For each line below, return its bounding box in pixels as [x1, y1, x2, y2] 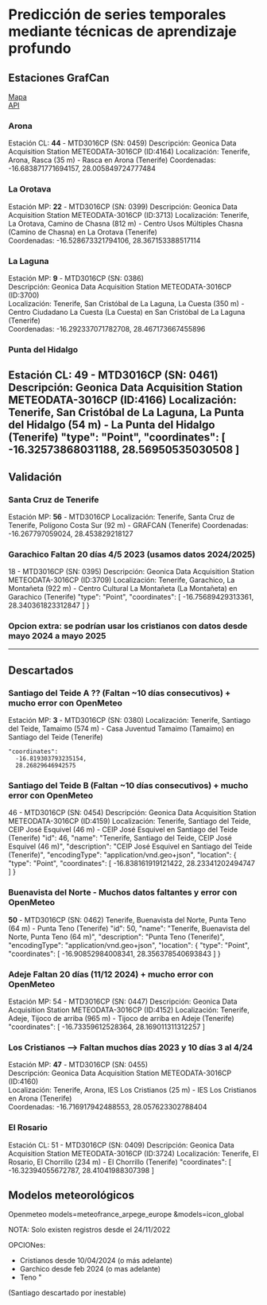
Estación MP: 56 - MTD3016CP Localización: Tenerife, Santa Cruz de [8, 511, 235, 522]
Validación [8, 470, 62, 484]
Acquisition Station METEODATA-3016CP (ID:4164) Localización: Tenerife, [8, 147, 250, 157]
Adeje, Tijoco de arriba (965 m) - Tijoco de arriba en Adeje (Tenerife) [8, 1014, 234, 1023]
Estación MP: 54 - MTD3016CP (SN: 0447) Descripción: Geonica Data [8, 996, 238, 1007]
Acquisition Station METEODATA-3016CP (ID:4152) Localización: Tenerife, [8, 1005, 250, 1015]
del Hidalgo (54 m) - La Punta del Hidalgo [8, 418, 215, 432]
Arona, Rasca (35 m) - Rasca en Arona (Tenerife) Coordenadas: [8, 155, 216, 165]
